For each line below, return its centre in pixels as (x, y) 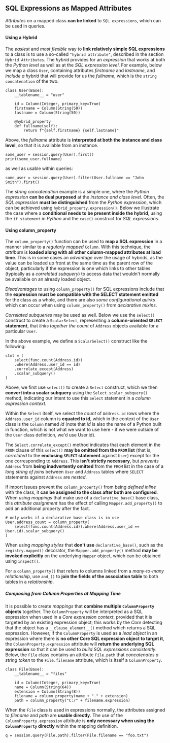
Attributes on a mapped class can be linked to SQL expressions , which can (83, 20)
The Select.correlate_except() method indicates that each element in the (83, 445)
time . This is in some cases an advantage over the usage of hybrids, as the (84, 258)
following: (15, 347)
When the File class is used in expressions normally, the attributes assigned (85, 710)
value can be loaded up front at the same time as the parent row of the (79, 263)
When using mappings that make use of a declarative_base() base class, (82, 498)
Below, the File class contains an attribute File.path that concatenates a (82, 655)
